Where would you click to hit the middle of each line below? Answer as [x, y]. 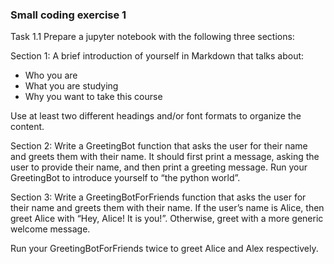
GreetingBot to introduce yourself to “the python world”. [125, 178]
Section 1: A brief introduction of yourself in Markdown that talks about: [157, 56]
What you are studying [71, 86]
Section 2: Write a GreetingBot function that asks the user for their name [159, 146]
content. [27, 127]
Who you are [51, 75]
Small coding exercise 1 [68, 15]
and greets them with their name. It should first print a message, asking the [165, 157]
